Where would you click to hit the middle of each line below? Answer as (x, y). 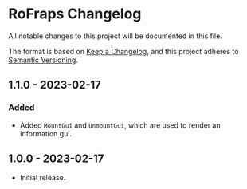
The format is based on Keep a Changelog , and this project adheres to (123, 51)
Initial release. (43, 178)
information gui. (46, 133)
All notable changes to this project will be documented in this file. (116, 36)
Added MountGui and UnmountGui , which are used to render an (120, 125)
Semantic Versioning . (43, 60)
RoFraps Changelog (75, 14)
